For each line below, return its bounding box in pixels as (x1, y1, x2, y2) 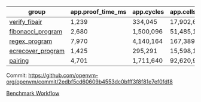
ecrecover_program (9, 47, 65, 55)
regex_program (9, 37, 53, 45)
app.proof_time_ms (70, 8, 127, 16)
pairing (9, 57, 29, 64)
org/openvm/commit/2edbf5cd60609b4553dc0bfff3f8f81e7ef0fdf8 (6, 78, 173, 85)
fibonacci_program (9, 27, 63, 35)
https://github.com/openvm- (28, 72, 99, 79)
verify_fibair (9, 18, 42, 26)
